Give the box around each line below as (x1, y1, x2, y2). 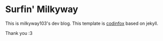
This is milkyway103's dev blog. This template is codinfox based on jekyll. (5, 20, 158, 26)
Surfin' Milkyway (5, 4, 78, 15)
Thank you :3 (5, 30, 33, 36)
